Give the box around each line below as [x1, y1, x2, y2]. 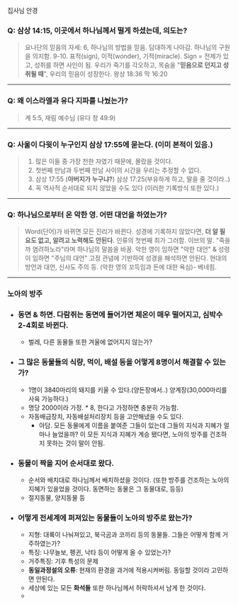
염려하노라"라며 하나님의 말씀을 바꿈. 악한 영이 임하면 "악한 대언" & [32, 245, 217, 254]
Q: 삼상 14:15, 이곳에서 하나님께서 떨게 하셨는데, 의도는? [7, 26, 188, 36]
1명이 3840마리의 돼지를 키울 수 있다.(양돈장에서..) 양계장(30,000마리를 [28, 386, 227, 394]
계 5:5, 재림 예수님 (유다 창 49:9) [24, 113, 116, 122]
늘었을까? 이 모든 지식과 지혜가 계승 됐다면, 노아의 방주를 [52, 430, 208, 438]
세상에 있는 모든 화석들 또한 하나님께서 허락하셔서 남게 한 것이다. [28, 584, 206, 592]
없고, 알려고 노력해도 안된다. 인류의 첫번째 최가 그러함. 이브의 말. [38, 236, 215, 245]
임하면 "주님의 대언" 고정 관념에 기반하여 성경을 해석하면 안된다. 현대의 [32, 254, 227, 263]
